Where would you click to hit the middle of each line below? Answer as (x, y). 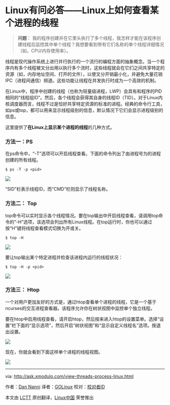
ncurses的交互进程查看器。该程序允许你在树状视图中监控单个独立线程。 (80, 308)
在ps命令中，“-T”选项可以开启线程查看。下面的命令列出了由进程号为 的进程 (83, 154)
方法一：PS (19, 141)
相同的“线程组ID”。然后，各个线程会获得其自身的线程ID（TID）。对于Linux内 (84, 97)
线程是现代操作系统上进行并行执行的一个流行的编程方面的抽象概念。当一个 (83, 61)
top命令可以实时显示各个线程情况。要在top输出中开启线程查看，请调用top (82, 215)
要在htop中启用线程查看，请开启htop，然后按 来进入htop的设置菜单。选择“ (82, 319)
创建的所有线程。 (23, 160)
